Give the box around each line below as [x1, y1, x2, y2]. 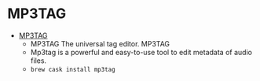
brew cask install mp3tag [30, 65, 115, 73]
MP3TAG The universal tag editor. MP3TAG [30, 39, 170, 48]
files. [30, 56, 47, 65]
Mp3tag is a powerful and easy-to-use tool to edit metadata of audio [30, 47, 253, 57]
